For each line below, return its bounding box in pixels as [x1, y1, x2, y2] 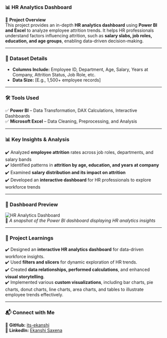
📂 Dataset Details [5, 55, 48, 62]
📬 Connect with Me [5, 309, 55, 316]
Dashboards [5, 113, 30, 119]
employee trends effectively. [5, 291, 64, 297]
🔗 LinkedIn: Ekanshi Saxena [5, 328, 63, 334]
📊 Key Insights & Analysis [5, 135, 70, 142]
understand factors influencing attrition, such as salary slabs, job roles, [5, 33, 153, 39]
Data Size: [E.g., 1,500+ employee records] [12, 77, 101, 83]
